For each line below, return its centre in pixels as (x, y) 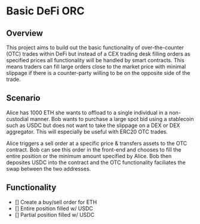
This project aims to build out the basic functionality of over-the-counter (95, 47)
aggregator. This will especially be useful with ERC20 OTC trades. (87, 131)
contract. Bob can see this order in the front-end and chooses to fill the (94, 149)
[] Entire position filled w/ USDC (54, 208)
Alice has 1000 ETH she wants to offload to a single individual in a (87, 113)
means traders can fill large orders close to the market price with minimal (96, 66)
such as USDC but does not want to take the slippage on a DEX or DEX (93, 125)
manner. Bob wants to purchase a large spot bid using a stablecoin (112, 119)
